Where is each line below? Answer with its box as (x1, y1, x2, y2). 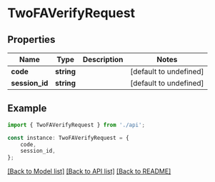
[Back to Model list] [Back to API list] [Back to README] (7, 167, 171, 176)
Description (82, 55, 124, 64)
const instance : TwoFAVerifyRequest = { (7, 134, 130, 141)
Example (7, 102, 47, 115)
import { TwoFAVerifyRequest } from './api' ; (7, 121, 145, 128)
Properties (7, 34, 56, 46)
